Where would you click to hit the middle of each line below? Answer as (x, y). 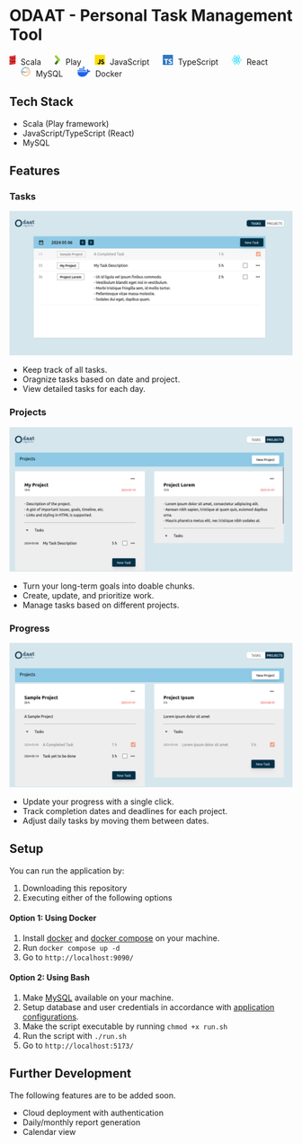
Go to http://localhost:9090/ (78, 957)
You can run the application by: (67, 870)
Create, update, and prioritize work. (88, 595)
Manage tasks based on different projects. (101, 605)
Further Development (71, 1073)
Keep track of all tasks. (65, 370)
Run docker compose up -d (71, 947)
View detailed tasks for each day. (84, 389)
